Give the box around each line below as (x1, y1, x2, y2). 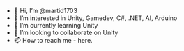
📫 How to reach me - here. (13, 37, 93, 44)
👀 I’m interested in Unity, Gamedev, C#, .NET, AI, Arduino (13, 14, 178, 22)
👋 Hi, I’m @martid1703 (13, 7, 78, 14)
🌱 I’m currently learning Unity (13, 21, 98, 29)
